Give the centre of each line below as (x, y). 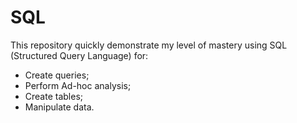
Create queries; (57, 75)
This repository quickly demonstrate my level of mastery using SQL (149, 45)
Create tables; (54, 96)
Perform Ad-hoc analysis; (78, 85)
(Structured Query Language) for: (79, 55)
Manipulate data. (59, 107)
